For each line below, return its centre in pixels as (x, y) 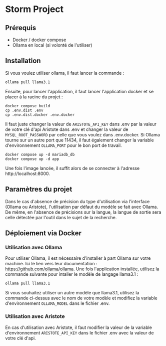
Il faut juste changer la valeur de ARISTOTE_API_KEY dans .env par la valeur (81, 124)
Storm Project (34, 9)
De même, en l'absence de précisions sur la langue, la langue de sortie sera (83, 212)
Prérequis (21, 28)
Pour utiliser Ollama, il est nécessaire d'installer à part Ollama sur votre (78, 258)
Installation (23, 61)
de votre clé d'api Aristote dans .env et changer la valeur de (67, 129)
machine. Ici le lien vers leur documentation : (51, 264)
